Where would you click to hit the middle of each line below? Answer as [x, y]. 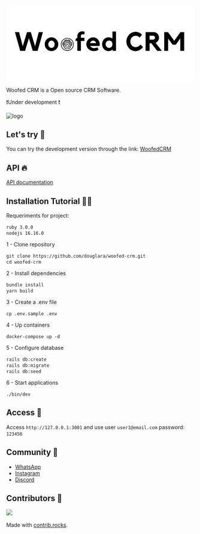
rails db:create [26, 360]
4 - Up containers [28, 325]
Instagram [27, 473]
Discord [25, 479]
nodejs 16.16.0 [25, 233]
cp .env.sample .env [32, 314]
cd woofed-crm [24, 263]
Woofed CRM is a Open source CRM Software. [63, 90]
